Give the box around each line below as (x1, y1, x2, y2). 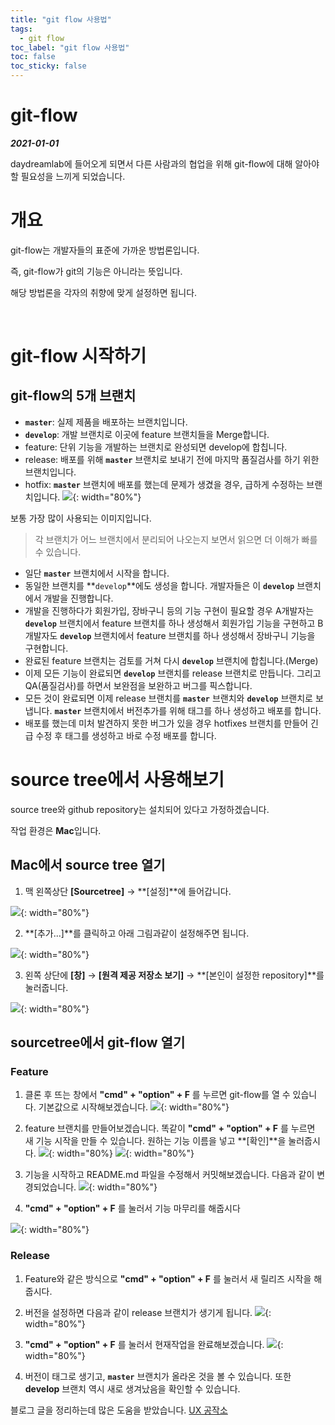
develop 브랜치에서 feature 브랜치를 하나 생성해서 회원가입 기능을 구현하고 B (24, 617, 324, 629)
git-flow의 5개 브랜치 (10, 387, 137, 405)
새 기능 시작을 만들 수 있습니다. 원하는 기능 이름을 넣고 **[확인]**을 (24, 1135, 287, 1147)
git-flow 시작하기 (10, 345, 147, 368)
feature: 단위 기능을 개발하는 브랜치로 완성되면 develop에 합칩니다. (24, 441, 288, 453)
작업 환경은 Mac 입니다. (10, 824, 102, 836)
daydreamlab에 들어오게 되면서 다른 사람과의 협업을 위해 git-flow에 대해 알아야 (10, 157, 320, 170)
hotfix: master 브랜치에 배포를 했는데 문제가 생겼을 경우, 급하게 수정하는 (24, 478, 305, 490)
